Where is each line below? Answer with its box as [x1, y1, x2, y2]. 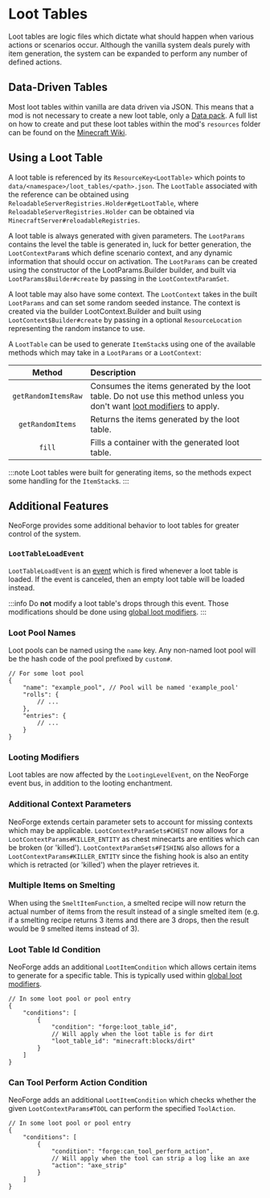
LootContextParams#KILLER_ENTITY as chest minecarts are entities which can [8, 834, 260, 844]
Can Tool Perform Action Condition [8, 1077, 148, 1088]
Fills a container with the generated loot [90, 437, 239, 448]
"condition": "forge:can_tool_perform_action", [51, 1147, 215, 1156]
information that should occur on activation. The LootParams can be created [8, 256, 258, 266]
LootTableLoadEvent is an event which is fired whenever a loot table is [8, 566, 239, 575]
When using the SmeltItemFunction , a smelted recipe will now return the [8, 897, 247, 907]
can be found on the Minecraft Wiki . [8, 127, 127, 137]
